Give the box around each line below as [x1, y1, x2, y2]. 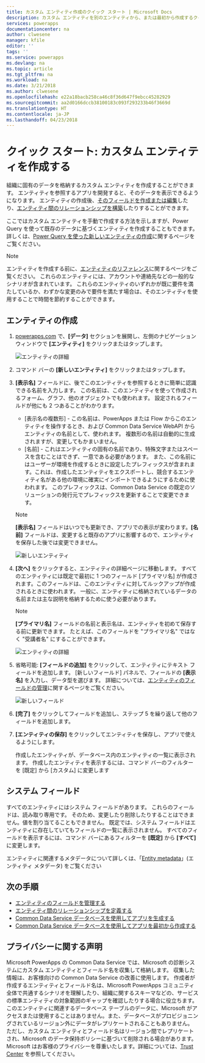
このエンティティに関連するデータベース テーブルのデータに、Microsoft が [6, 1004, 192, 1012]
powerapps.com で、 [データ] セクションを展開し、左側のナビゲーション [15, 333, 196, 339]
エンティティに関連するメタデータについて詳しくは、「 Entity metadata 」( [6, 854, 189, 862]
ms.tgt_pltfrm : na [6, 71, 53, 77]
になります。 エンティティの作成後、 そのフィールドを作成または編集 [6, 196, 178, 204]
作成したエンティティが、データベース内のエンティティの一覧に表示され [15, 751, 196, 759]
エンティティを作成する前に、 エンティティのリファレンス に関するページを [6, 265, 192, 272]
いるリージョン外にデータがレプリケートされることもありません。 [27, 1020, 193, 1027]
